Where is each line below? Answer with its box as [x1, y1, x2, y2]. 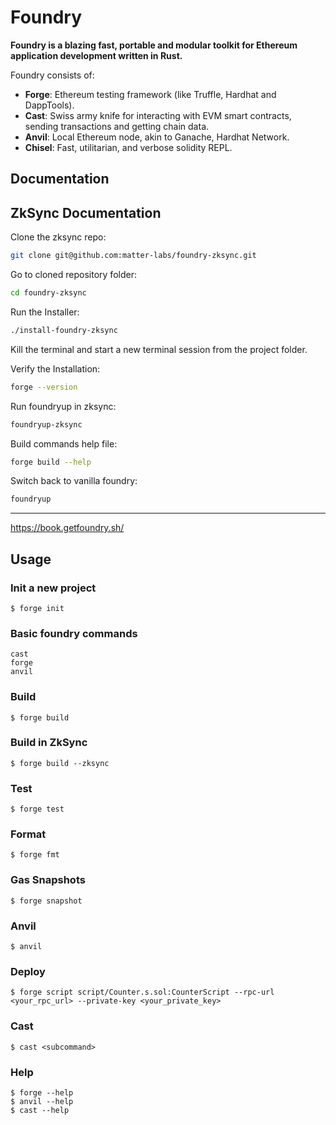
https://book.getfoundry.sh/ [10, 522, 125, 534]
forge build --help [10, 457, 92, 467]
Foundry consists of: [10, 69, 95, 81]
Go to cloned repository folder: [10, 269, 137, 281]
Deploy [10, 964, 46, 978]
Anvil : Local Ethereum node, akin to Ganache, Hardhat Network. [24, 131, 290, 143]
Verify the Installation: [10, 362, 101, 375]
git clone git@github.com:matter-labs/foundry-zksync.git [10, 251, 257, 261]
